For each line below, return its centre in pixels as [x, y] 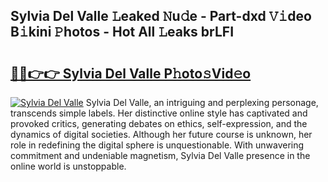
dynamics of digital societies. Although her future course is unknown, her [161, 134]
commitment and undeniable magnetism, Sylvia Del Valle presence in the [160, 155]
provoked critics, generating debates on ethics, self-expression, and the [159, 123]
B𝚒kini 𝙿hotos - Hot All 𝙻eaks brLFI [122, 32]
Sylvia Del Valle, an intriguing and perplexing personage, [202, 102]
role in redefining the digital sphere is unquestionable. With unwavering [157, 145]
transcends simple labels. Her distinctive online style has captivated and [159, 113]
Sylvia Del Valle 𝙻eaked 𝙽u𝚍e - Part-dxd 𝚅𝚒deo [161, 16]
